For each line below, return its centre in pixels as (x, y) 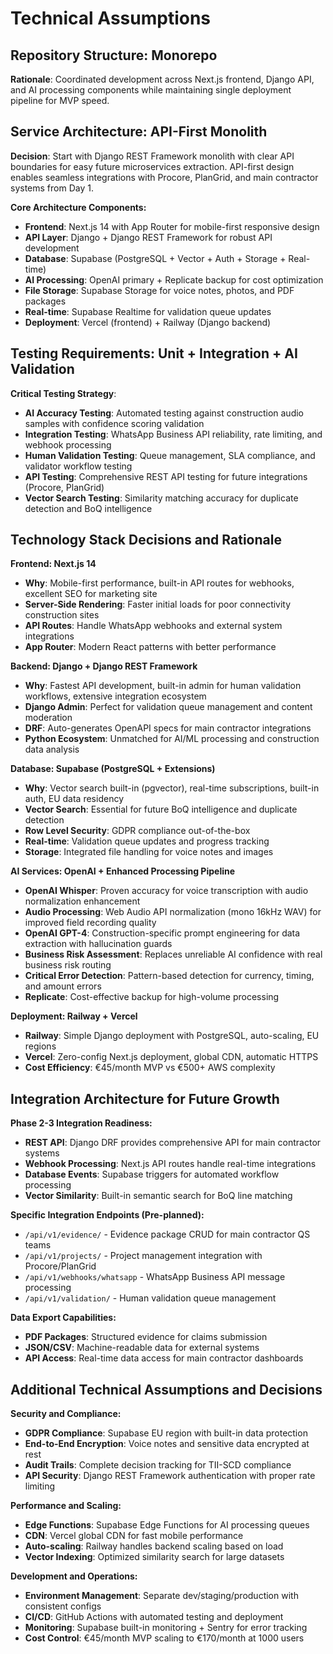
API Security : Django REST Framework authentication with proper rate (170, 1476)
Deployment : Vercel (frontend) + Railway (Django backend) (148, 322)
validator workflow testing (78, 466)
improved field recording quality (90, 923)
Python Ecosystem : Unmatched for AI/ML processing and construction (172, 739)
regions (40, 1046)
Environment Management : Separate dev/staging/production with (161, 1596)
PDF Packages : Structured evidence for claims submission (146, 1337)
